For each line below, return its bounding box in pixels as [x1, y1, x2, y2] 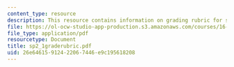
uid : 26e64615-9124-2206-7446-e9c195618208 [7, 50, 136, 57]
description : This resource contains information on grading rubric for [7, 17, 223, 24]
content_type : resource [7, 10, 77, 17]
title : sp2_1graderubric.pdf [7, 43, 92, 50]
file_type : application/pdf [7, 29, 89, 37]
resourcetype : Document [7, 36, 77, 43]
